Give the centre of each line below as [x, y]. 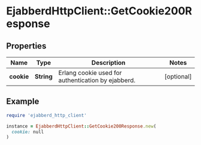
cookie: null [28, 132]
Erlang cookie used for [90, 73]
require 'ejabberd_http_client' [46, 115]
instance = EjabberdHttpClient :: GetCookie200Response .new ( [81, 126]
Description [109, 63]
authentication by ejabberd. [97, 80]
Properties [26, 46]
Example [23, 102]
